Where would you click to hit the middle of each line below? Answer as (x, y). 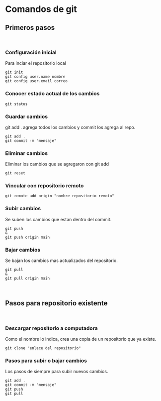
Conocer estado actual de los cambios (52, 94)
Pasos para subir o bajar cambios (46, 361)
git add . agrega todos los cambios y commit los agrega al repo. (70, 127)
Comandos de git (41, 9)
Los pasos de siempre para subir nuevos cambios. (57, 372)
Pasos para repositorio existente (56, 303)
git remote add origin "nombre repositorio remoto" (60, 196)
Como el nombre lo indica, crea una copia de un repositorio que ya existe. (81, 339)
